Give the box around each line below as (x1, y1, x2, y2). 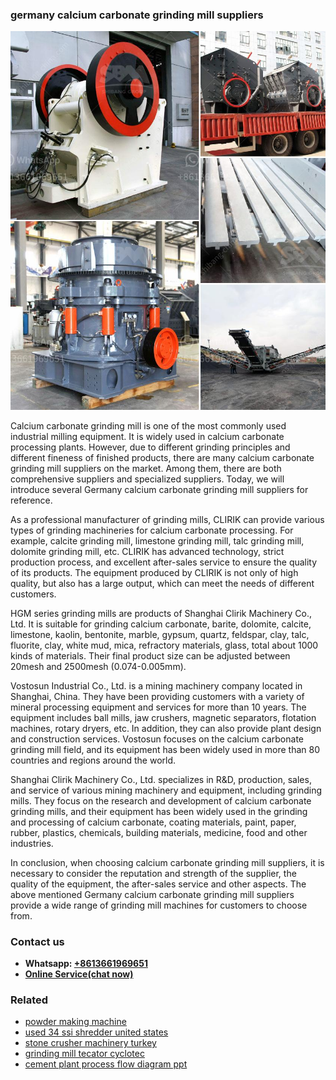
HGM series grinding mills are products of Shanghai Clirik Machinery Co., (10, 607, 313, 619)
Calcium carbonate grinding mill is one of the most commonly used (10, 419, 287, 432)
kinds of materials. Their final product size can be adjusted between (10, 649, 291, 662)
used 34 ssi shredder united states (24, 1026, 169, 1038)
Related (10, 993, 49, 1007)
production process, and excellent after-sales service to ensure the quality (10, 556, 318, 568)
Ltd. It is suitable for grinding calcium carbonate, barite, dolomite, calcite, (10, 618, 312, 630)
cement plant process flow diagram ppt (24, 1058, 188, 1070)
